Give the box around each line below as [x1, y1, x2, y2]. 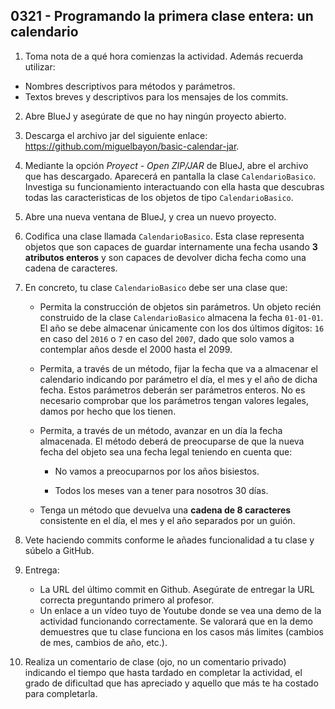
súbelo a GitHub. [24, 544, 95, 556]
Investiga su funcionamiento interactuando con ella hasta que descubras [24, 180, 325, 193]
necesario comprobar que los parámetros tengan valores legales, [39, 394, 310, 406]
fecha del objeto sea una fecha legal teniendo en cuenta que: [39, 445, 293, 458]
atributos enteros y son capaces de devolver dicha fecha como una [24, 251, 307, 263]
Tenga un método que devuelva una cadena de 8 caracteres [39, 504, 292, 516]
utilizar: [24, 60, 56, 73]
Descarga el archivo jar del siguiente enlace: [24, 129, 208, 141]
